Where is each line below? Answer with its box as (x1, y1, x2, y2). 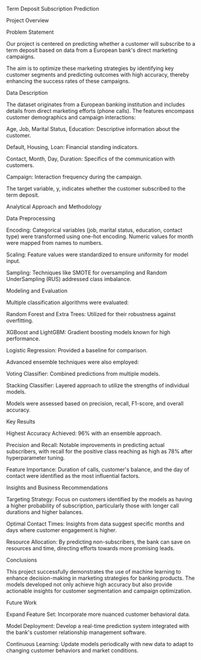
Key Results (6, 418, 36, 425)
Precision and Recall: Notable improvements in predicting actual (6, 442, 165, 448)
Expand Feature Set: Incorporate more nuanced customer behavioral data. (6, 611, 191, 618)
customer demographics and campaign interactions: (6, 114, 136, 121)
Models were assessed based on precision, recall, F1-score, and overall (6, 400, 184, 407)
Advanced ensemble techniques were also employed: (6, 358, 140, 366)
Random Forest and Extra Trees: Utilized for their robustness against (6, 311, 176, 317)
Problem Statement (6, 28, 54, 36)
